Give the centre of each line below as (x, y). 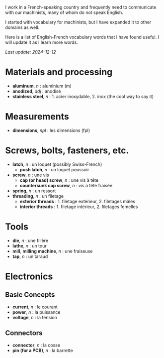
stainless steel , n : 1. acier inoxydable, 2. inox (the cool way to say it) (83, 96)
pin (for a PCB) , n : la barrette (42, 350)
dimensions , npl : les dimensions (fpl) (51, 130)
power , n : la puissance (36, 312)
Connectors (24, 333)
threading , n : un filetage (38, 196)
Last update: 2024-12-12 (31, 52)
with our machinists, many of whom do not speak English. (64, 12)
